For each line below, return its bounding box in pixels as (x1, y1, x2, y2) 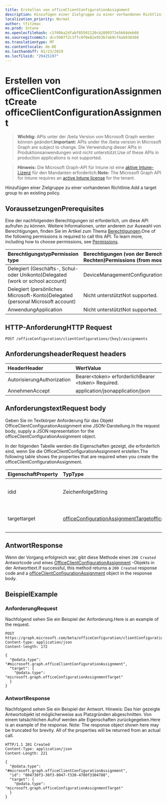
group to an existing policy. (5, 190, 61, 196)
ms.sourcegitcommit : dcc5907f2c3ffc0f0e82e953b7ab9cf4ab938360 (5, 35, 139, 40)
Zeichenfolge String (63, 488, 108, 495)
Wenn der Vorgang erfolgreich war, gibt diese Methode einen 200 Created (5, 554, 156, 560)
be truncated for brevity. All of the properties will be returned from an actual (5, 727, 161, 733)
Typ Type (63, 471, 84, 478)
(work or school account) (7, 278, 67, 285)
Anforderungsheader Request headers (5, 350, 127, 358)
